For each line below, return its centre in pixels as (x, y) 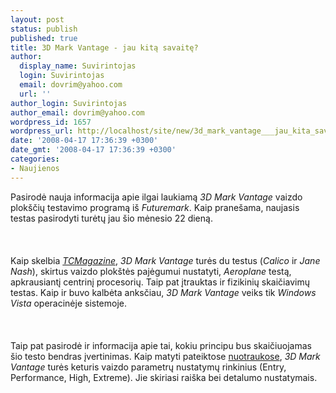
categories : (35, 159)
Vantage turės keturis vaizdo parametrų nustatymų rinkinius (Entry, (148, 367)
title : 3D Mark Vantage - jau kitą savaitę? (104, 47)
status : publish (44, 29)
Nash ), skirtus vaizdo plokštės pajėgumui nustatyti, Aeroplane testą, (151, 271)
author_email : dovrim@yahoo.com (77, 112)
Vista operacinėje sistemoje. (69, 303)
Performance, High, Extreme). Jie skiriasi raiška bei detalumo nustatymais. (164, 377)
